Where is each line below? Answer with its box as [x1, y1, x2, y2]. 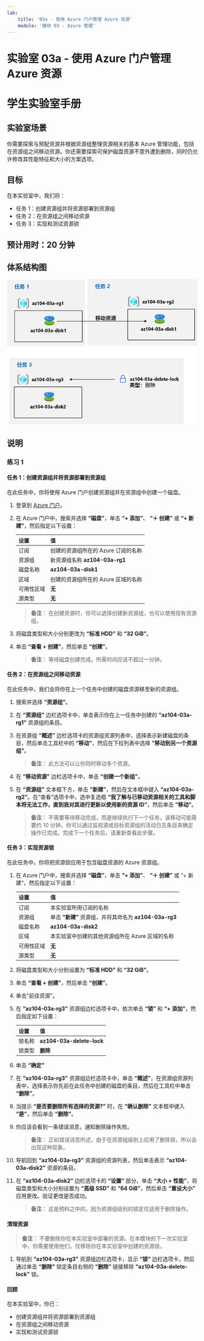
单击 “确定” [15, 1061, 45, 1069]
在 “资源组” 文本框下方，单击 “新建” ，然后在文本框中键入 [15, 785, 159, 793]
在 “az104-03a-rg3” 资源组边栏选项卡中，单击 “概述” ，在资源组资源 [15, 1074, 188, 1081]
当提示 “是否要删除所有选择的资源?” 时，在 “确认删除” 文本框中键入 [15, 1102, 185, 1109]
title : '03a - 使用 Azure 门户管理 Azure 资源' [18, 16, 133, 22]
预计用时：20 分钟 [7, 240, 75, 250]
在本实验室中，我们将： [7, 192, 65, 199]
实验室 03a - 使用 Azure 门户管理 [7, 52, 171, 65]
